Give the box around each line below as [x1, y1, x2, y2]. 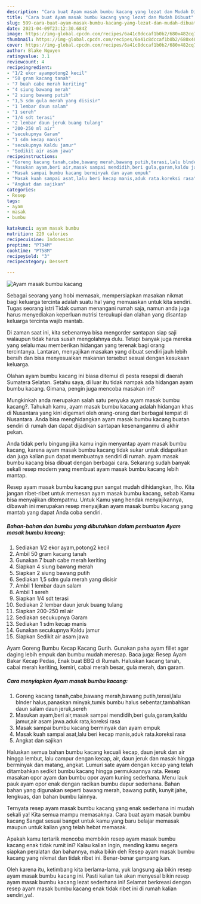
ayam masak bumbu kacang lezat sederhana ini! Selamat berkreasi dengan [7, 879, 191, 886]
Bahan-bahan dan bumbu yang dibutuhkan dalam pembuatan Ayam [7, 522, 181, 529]
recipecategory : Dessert [7, 258, 69, 265]
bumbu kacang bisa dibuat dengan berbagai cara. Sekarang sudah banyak [7, 459, 190, 467]
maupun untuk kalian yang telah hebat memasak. [7, 824, 128, 831]
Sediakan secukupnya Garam [15, 614, 88, 621]
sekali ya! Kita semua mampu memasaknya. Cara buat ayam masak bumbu [7, 811, 191, 818]
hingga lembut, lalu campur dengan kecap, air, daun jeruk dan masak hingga [7, 755, 194, 762]
